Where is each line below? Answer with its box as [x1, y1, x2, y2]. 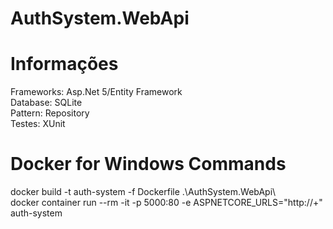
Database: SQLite [10, 97, 83, 109]
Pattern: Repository [10, 107, 90, 119]
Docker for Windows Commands [10, 153, 287, 176]
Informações [10, 53, 119, 76]
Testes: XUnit [10, 118, 66, 130]
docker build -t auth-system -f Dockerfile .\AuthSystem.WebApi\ [10, 186, 277, 198]
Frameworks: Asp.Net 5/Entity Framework [10, 86, 183, 98]
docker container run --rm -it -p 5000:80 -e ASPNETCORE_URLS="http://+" [10, 197, 323, 209]
